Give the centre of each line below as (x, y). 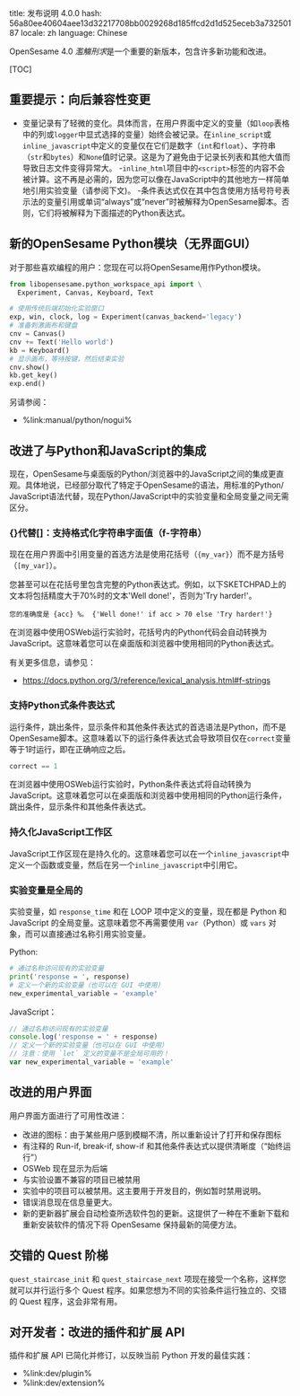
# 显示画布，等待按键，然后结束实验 (67, 359)
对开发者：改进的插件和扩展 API (97, 1332)
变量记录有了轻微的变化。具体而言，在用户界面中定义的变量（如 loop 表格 (156, 123)
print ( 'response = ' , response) (69, 977)
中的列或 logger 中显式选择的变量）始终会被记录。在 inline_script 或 (146, 134)
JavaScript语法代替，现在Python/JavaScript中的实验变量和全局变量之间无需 (149, 496)
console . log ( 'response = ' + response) (84, 1037)
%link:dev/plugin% (57, 1374)
